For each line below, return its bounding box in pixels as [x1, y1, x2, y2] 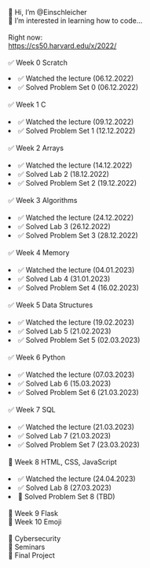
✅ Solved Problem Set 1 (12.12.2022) [18, 126, 136, 135]
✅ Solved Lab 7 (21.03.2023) [18, 431, 112, 440]
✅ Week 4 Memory [8, 248, 70, 257]
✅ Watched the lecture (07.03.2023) [18, 370, 135, 379]
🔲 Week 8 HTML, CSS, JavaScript [8, 457, 118, 466]
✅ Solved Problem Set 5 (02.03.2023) [18, 336, 141, 344]
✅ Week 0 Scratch [8, 58, 68, 67]
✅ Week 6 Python [8, 352, 65, 362]
